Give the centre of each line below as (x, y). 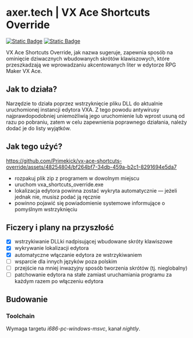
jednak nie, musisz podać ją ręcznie (57, 197)
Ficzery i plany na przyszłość (60, 227)
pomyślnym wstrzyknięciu (46, 209)
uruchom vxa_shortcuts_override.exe (59, 184)
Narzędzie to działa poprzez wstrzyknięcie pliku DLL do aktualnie (85, 103)
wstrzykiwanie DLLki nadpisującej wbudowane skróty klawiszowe (94, 242)
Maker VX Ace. (24, 71)
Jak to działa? (31, 90)
